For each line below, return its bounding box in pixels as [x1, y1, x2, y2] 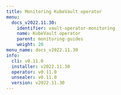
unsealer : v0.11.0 [11, 74, 58, 80]
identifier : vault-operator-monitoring [17, 25, 116, 31]
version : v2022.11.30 [11, 80, 65, 86]
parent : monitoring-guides [17, 36, 84, 42]
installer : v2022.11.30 [11, 63, 70, 70]
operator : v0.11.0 [11, 69, 58, 75]
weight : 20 [17, 42, 44, 48]
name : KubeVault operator [17, 31, 81, 37]
